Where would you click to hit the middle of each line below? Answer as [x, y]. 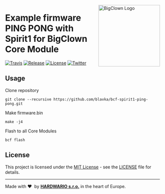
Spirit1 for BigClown [46, 39]
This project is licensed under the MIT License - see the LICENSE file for [78, 167]
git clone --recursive [28, 99]
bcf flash [15, 140]
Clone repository [22, 90]
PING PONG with [39, 28]
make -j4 [14, 122]
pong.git [14, 103]
